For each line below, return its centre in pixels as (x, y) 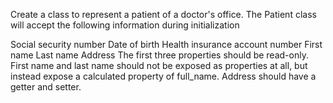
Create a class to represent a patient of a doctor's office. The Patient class (163, 14)
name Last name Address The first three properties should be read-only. (159, 55)
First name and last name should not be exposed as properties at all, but (159, 65)
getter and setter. (46, 87)
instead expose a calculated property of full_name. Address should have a (163, 76)
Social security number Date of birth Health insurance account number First (166, 44)
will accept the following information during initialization (125, 25)
